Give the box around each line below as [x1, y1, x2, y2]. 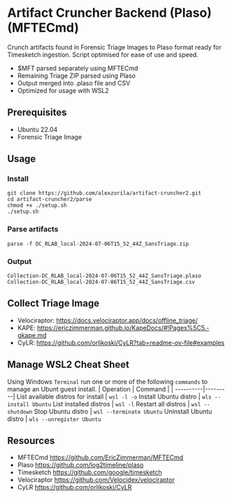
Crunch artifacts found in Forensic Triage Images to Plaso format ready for [7, 43, 222, 51]
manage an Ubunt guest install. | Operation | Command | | [7, 385, 173, 393]
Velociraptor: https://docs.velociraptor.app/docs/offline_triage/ [17, 316, 198, 324]
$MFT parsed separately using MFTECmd [17, 64, 138, 72]
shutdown [7, 408, 33, 415]
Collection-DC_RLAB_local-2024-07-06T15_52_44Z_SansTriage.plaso [7, 272, 201, 279]
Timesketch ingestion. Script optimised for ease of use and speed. [7, 50, 199, 59]
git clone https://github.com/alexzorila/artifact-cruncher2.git [7, 190, 201, 197]
